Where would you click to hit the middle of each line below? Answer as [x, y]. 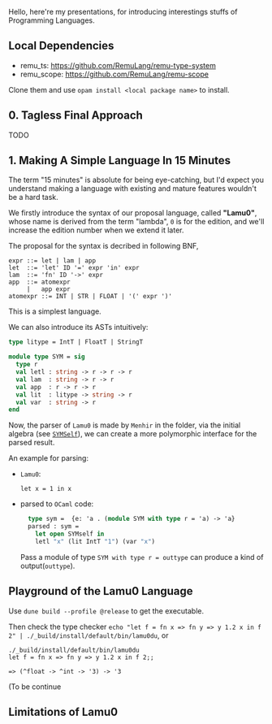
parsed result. [32, 443]
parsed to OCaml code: [57, 504]
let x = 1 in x [46, 489]
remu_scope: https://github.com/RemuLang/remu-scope [114, 74]
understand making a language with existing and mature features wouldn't [133, 189]
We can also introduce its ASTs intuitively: [78, 327]
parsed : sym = [54, 527]
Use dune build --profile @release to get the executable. [106, 611]
